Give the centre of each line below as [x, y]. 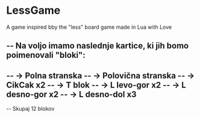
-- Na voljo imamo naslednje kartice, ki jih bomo [98, 46]
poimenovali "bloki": [46, 55]
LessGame [33, 10]
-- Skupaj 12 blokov [30, 109]
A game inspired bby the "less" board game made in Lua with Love [89, 27]
